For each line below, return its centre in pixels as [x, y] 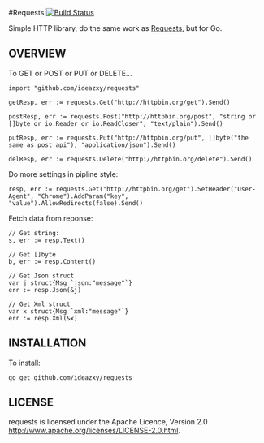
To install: [24, 363]
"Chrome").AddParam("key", [83, 196]
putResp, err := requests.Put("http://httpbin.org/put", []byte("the [129, 138]
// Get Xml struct [39, 304]
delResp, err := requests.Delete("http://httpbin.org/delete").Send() [130, 159]
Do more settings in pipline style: [63, 174]
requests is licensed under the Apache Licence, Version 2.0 [108, 422]
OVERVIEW [37, 54]
